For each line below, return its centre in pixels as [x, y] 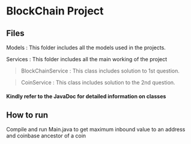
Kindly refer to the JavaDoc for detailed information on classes [86, 96]
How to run [27, 115]
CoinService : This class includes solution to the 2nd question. [98, 82]
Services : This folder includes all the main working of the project [87, 59]
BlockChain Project [55, 11]
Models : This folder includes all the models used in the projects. [86, 47]
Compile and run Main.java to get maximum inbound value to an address [96, 130]
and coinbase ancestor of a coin [46, 136]
